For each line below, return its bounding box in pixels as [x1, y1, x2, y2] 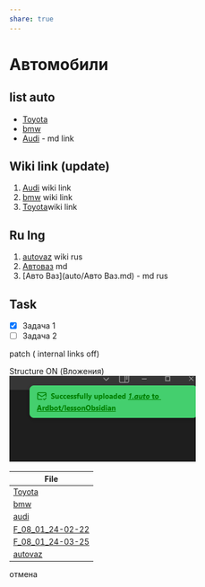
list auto [9, 90, 56, 105]
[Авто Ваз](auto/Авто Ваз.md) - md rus [21, 270, 168, 282]
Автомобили [9, 54, 109, 74]
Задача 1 [21, 320, 56, 331]
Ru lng [9, 227, 46, 242]
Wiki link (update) [9, 159, 110, 174]
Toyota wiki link [21, 202, 78, 213]
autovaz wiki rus [21, 251, 83, 262]
